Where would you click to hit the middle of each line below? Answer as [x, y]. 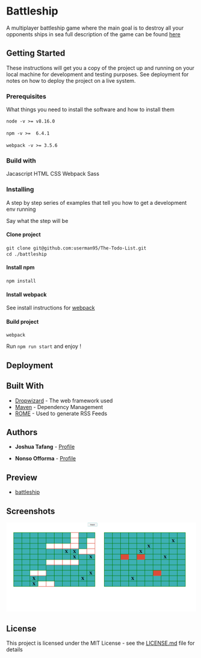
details [14, 650]
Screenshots [31, 511]
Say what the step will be [37, 221]
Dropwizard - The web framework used [64, 401]
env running [21, 209]
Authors [22, 432]
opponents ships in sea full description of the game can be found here [93, 34]
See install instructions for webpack [51, 308]
